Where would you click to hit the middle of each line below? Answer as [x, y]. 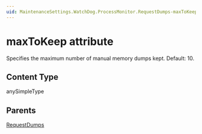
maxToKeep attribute [60, 41]
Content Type [32, 77]
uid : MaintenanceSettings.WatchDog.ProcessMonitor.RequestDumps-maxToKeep [102, 12]
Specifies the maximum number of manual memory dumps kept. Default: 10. [100, 58]
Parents [21, 110]
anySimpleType [25, 91]
